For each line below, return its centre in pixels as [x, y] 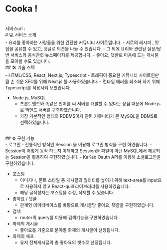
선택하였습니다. [35, 122]
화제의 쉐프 [23, 236]
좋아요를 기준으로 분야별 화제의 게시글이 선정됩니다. [70, 230]
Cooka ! [21, 9]
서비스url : [15, 28]
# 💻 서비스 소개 [21, 34]
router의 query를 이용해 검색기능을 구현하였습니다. [69, 217]
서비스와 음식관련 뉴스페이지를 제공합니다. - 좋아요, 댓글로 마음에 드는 [78, 55]
